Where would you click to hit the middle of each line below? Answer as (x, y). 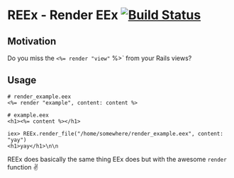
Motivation (32, 41)
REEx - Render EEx (63, 15)
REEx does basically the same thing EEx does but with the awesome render (117, 159)
